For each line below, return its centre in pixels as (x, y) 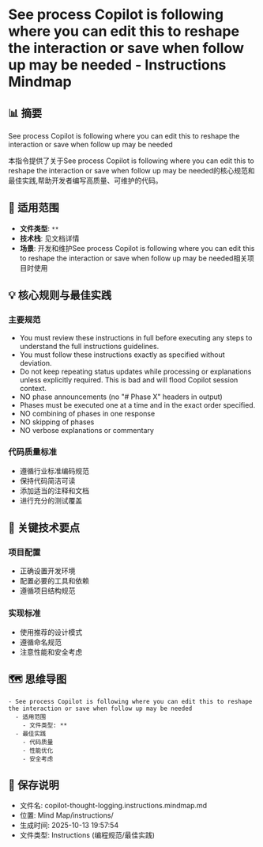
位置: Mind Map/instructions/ (66, 815)
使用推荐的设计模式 (51, 632)
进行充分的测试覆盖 (51, 500)
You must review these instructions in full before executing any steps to (136, 337)
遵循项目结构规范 (47, 591)
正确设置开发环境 (47, 571)
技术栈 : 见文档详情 (49, 238)
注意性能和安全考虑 (51, 651)
